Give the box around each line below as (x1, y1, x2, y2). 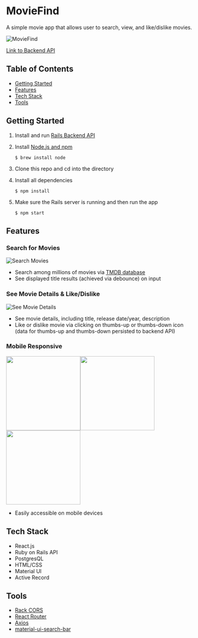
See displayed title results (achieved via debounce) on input (14, 275, 161, 283)
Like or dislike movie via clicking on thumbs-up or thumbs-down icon (14, 321, 184, 328)
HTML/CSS (14, 561, 43, 568)
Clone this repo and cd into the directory (14, 165, 114, 172)
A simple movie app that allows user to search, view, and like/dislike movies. (6, 24, 193, 31)
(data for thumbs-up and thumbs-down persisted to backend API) (14, 328, 175, 335)
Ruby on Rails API (14, 548, 58, 556)
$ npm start (14, 210, 44, 216)
